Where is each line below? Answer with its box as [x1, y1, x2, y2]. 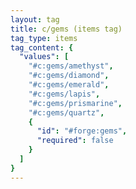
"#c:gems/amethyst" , [28, 61, 114, 71]
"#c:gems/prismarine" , [28, 98, 123, 108]
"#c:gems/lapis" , [28, 89, 101, 99]
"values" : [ [19, 52, 70, 62]
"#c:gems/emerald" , [28, 80, 110, 90]
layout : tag [10, 14, 60, 25]
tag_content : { [10, 42, 74, 53]
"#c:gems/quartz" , [28, 107, 105, 118]
